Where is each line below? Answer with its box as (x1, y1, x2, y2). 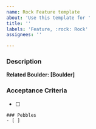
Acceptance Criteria (6, 86, 67, 95)
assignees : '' (6, 32, 43, 38)
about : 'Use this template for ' (6, 15, 91, 21)
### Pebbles (6, 112, 36, 118)
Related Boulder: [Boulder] (6, 71, 75, 78)
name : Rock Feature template (6, 9, 80, 15)
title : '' (6, 20, 32, 26)
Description (6, 57, 42, 66)
